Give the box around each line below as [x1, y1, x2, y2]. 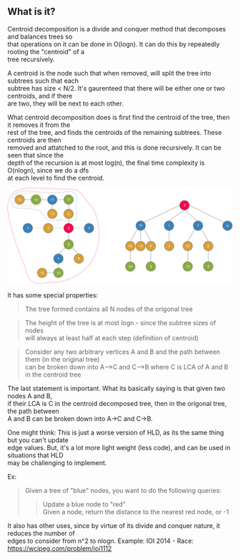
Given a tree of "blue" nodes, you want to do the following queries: [24, 486, 221, 494]
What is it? [7, 6, 56, 18]
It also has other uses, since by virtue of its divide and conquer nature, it [7, 521, 220, 530]
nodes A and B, [7, 392, 53, 400]
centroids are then [7, 136, 62, 144]
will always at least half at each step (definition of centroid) [24, 333, 199, 342]
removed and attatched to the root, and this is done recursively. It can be [7, 143, 221, 152]
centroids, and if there [7, 91, 73, 100]
